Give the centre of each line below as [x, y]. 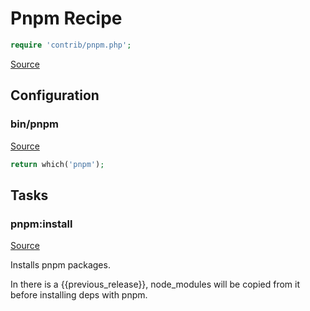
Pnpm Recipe [66, 18]
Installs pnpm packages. [60, 265]
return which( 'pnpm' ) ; [57, 164]
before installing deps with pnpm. [79, 295]
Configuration [55, 95]
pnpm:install [41, 224]
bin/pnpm [35, 124]
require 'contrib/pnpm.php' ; [71, 45]
